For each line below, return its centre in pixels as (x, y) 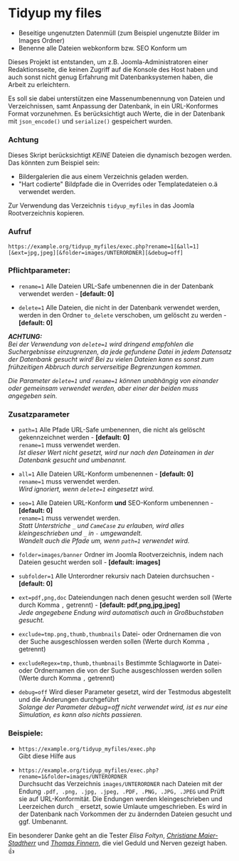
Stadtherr (22, 843)
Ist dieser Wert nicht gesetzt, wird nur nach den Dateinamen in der (116, 453)
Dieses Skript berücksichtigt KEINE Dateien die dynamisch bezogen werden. (120, 156)
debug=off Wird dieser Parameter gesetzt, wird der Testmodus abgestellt (125, 692)
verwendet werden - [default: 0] (66, 293)
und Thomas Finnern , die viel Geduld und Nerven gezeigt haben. (132, 843)
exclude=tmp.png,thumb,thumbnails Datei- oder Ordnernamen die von (119, 634)
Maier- (208, 835)
